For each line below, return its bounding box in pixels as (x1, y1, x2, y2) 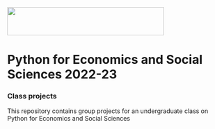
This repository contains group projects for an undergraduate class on (7, 107, 209, 115)
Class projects (7, 92, 57, 101)
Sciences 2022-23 (7, 67, 117, 83)
